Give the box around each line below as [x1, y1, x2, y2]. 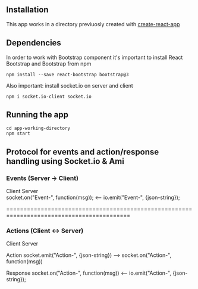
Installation [6, 5, 49, 15]
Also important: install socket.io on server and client [6, 82, 134, 89]
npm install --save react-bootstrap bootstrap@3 [6, 72, 129, 77]
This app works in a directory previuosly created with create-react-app [6, 20, 180, 27]
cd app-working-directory [6, 125, 70, 132]
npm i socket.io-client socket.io [6, 94, 92, 100]
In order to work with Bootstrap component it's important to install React [6, 54, 183, 61]
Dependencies [6, 38, 61, 48]
